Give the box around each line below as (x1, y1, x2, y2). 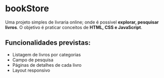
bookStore (5, 3, 50, 14)
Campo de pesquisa (12, 57, 54, 63)
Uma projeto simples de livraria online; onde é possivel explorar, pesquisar (5, 19, 159, 25)
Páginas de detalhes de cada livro (12, 62, 82, 68)
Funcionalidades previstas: (5, 39, 91, 47)
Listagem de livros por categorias (12, 52, 81, 57)
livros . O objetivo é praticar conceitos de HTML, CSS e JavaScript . (5, 24, 143, 30)
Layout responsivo (12, 67, 51, 73)
